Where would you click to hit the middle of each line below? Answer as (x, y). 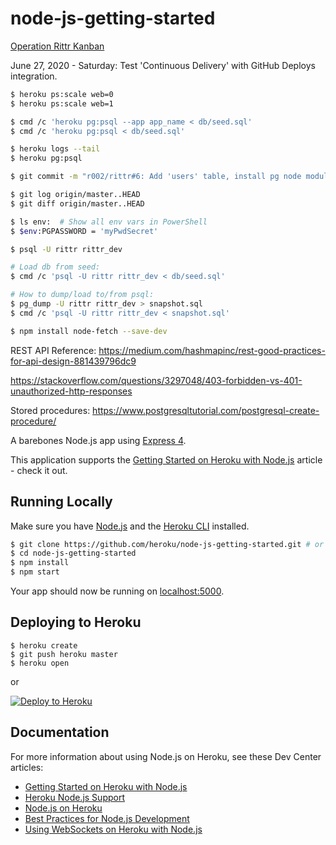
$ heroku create (44, 645)
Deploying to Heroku (76, 622)
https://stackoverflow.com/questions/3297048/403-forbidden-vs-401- (156, 380)
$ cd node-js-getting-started (73, 553)
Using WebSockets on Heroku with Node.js (113, 829)
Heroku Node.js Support (74, 797)
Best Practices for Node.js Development (107, 818)
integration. (34, 76)
